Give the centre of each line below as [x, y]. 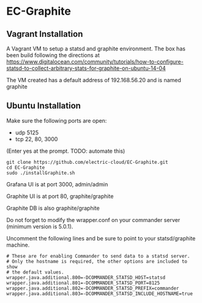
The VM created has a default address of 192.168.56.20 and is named [94, 80]
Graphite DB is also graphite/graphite [53, 208]
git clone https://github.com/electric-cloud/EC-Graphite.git [87, 162]
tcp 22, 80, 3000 [36, 139]
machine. [18, 245]
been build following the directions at [53, 55]
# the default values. [35, 272]
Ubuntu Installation [44, 106]
